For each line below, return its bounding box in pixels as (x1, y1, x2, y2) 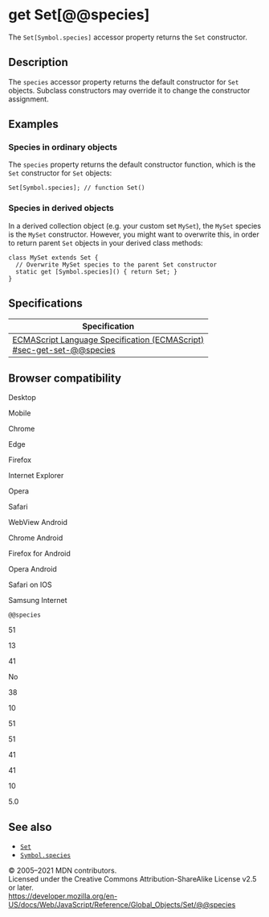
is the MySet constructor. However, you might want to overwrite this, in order (8, 229, 259, 239)
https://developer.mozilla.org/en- (8, 891, 118, 901)
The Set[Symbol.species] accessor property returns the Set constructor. (8, 32, 247, 42)
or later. (8, 883, 34, 893)
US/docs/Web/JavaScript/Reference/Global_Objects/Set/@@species (8, 900, 236, 910)
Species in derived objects (8, 203, 114, 214)
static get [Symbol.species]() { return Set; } (15, 267, 178, 275)
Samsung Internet (8, 596, 67, 605)
